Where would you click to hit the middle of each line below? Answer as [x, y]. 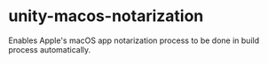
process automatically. [50, 49]
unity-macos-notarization [106, 16]
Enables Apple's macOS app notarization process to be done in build [134, 40]
